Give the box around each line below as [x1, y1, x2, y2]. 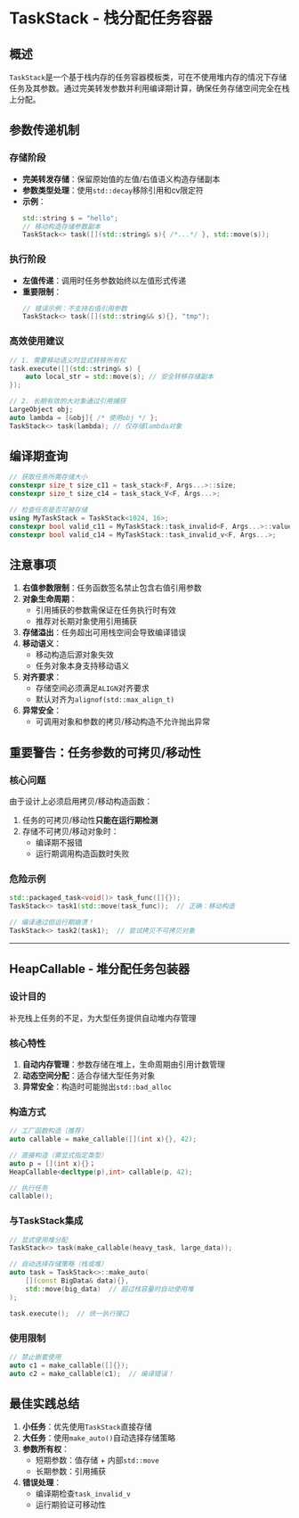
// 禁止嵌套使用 [9, 1352, 61, 1361]
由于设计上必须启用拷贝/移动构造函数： [9, 796, 153, 807]
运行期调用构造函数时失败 [35, 848, 130, 859]
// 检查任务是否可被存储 [9, 506, 88, 515]
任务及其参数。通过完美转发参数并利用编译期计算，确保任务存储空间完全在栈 [9, 83, 290, 94]
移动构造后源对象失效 [35, 649, 114, 660]
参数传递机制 [9, 122, 80, 138]
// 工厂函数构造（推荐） [9, 1126, 88, 1135]
